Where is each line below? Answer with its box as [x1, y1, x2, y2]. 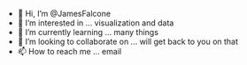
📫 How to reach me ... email [17, 47, 122, 56]
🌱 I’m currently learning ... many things [17, 27, 159, 37]
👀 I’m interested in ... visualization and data [17, 18, 174, 28]
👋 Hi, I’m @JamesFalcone [17, 9, 112, 18]
